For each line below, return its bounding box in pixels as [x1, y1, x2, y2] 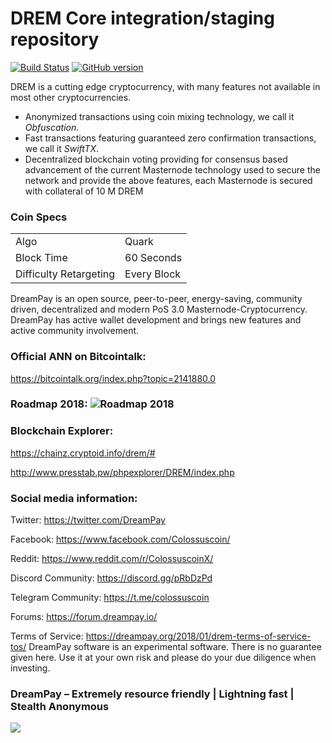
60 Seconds [124, 251, 183, 265]
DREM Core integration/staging [10, 7, 275, 30]
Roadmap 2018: [10, 397, 88, 411]
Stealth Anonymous [10, 699, 110, 713]
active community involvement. [10, 325, 140, 337]
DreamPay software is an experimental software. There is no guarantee [28, 641, 322, 653]
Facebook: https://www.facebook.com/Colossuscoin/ [10, 533, 231, 546]
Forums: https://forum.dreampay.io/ [10, 611, 158, 623]
